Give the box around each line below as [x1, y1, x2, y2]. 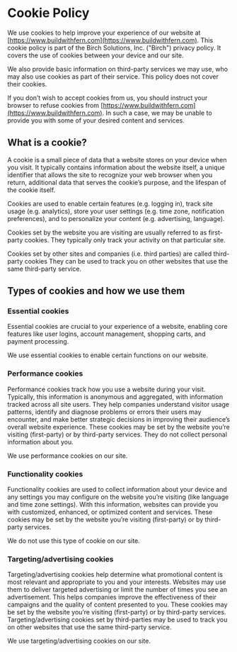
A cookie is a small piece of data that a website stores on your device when [7, 155, 228, 164]
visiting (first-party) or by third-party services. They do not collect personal [7, 430, 228, 439]
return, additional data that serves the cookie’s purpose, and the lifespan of [7, 178, 226, 186]
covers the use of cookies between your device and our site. [7, 51, 184, 60]
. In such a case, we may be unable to [102, 108, 212, 117]
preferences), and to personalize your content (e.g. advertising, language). [7, 214, 225, 223]
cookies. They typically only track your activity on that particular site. [24, 235, 226, 244]
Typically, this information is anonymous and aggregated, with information [7, 392, 224, 401]
